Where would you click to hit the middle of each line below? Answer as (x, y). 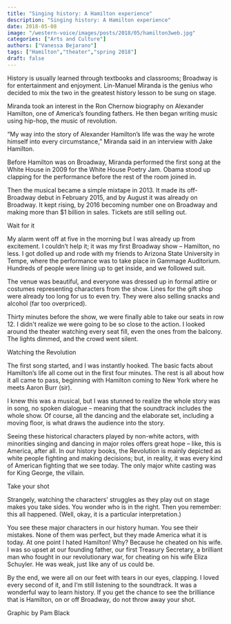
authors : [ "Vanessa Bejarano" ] (52, 46)
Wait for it (21, 225)
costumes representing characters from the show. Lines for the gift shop (110, 289)
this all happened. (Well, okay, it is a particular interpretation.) (94, 514)
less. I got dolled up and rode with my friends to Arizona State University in (113, 253)
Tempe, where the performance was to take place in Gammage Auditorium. (114, 261)
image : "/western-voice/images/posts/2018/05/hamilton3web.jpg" (101, 33)
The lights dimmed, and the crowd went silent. (73, 339)
